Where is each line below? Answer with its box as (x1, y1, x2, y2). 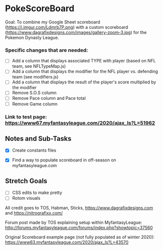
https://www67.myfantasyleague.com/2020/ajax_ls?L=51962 (5, 119, 155, 126)
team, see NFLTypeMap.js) (12, 63, 66, 69)
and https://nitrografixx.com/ (5, 210, 63, 216)
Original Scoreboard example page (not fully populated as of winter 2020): (5, 234, 155, 240)
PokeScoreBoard (5, 3, 74, 14)
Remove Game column (12, 101, 58, 107)
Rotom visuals (12, 195, 40, 201)
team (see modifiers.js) (12, 74, 59, 80)
